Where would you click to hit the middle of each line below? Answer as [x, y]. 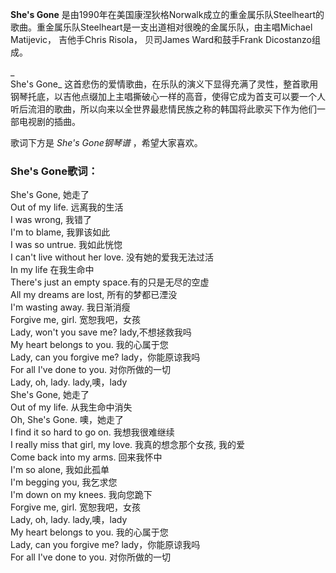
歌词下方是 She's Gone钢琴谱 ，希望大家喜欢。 [106, 142]
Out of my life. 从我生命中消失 [71, 407]
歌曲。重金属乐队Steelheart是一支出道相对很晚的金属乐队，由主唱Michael [161, 27]
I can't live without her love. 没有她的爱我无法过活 [112, 257]
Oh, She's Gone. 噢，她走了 [67, 420]
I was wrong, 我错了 [51, 220]
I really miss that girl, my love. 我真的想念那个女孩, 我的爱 [128, 445]
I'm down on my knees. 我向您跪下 [81, 495]
